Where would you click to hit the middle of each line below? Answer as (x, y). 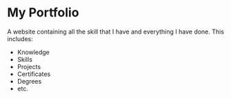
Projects (29, 66)
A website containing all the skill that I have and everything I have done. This (115, 32)
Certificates (34, 74)
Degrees (29, 81)
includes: (20, 38)
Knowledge (33, 52)
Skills (25, 59)
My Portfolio (43, 13)
